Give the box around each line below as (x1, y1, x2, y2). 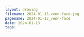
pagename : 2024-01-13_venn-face (5, 16, 70, 21)
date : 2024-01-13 (5, 20, 40, 25)
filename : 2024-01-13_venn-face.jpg (5, 12, 79, 16)
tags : (5, 25, 16, 30)
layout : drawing (5, 7, 38, 12)
